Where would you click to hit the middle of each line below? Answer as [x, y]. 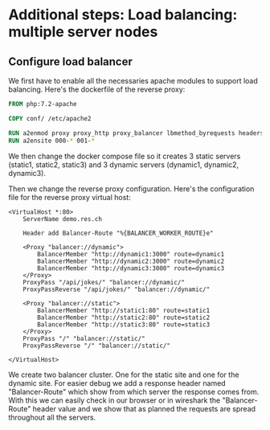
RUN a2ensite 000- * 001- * [51, 141]
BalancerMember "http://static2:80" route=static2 [124, 317]
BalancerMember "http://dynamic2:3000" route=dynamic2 [131, 261]
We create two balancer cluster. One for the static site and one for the [124, 375]
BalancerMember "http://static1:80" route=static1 [124, 310]
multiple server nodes [83, 32]
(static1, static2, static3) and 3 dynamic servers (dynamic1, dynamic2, [124, 164]
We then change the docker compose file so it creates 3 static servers [125, 156]
